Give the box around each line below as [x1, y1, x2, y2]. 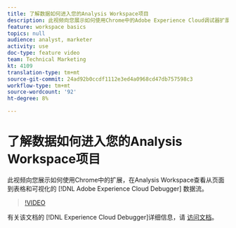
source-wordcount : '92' [7, 88, 77, 95]
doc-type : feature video [7, 50, 80, 57]
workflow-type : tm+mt [7, 82, 71, 89]
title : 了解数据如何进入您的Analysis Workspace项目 [7, 10, 149, 18]
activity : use [7, 43, 49, 50]
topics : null [7, 29, 46, 37]
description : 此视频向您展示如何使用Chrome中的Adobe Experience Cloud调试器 [7, 17, 220, 24]
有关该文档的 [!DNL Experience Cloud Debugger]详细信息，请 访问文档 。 [7, 213, 218, 221]
